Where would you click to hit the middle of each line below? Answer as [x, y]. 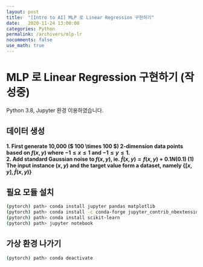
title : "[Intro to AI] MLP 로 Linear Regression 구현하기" [80, 18]
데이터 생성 [26, 131]
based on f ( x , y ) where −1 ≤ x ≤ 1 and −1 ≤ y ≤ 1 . [68, 152]
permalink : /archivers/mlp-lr [44, 34]
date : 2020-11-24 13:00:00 [43, 23]
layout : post [23, 12]
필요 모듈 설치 [30, 192]
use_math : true [25, 46]
